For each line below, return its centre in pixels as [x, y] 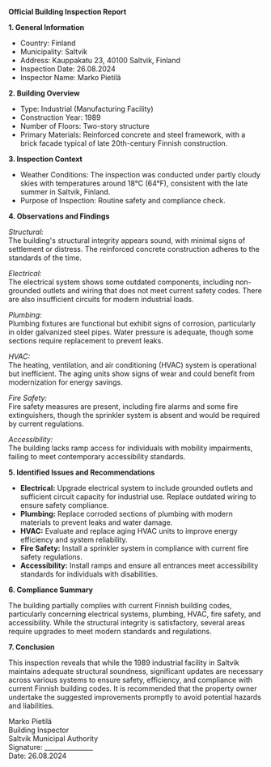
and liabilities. [31, 705]
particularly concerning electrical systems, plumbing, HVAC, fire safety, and [135, 614]
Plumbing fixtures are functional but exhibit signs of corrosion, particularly [132, 324]
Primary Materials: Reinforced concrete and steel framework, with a [133, 134]
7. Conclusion [32, 647]
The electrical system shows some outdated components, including [121, 282]
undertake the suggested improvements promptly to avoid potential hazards [135, 697]
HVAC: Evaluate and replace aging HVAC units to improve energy [129, 531]
